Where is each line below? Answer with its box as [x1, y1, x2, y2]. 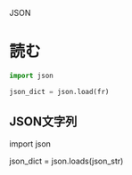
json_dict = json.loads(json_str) [9, 155, 124, 166]
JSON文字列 [9, 115, 78, 130]
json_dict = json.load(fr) [9, 87, 110, 96]
